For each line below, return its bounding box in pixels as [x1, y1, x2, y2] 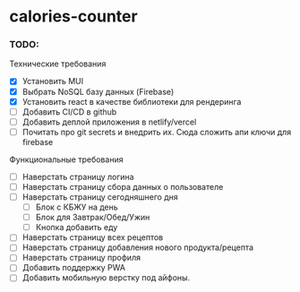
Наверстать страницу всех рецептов [21, 232, 164, 243]
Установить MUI [21, 76, 84, 87]
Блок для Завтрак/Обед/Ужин [35, 212, 150, 223]
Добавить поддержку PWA [21, 262, 125, 273]
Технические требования [9, 58, 107, 69]
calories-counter [9, 6, 138, 27]
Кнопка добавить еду [35, 222, 118, 233]
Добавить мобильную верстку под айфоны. [21, 272, 191, 283]
